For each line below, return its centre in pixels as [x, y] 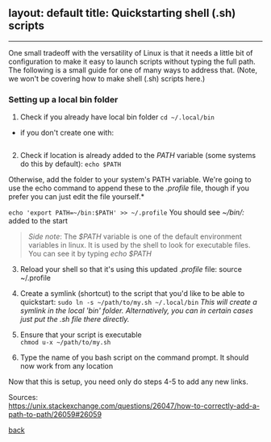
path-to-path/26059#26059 [55, 415]
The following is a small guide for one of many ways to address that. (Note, [133, 70]
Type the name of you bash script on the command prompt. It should [134, 357]
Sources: [23, 398]
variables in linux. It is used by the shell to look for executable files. [139, 245]
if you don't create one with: [67, 133]
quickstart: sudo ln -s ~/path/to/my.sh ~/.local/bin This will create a [139, 302]
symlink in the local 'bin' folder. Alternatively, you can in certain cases [137, 311]
